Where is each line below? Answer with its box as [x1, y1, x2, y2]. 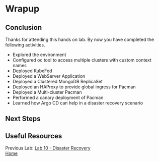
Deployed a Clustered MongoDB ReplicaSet [12, 79, 103, 84]
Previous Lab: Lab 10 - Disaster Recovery [5, 145, 91, 151]
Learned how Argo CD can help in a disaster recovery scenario [12, 100, 143, 106]
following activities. [5, 42, 45, 48]
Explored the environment [12, 51, 66, 58]
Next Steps [5, 115, 41, 123]
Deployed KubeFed [12, 68, 52, 74]
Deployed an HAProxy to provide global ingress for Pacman [12, 84, 136, 90]
